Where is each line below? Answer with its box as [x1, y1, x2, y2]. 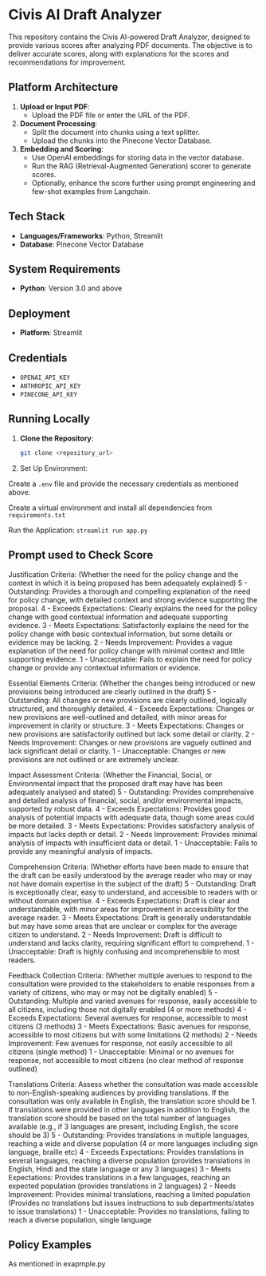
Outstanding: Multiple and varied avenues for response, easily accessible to [8, 996, 257, 1005]
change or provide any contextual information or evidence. [8, 662, 201, 672]
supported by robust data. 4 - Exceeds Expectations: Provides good [8, 804, 232, 813]
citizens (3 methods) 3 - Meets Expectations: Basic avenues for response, [8, 1021, 251, 1031]
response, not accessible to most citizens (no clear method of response [8, 1055, 244, 1065]
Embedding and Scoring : [19, 144, 104, 153]
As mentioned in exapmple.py [8, 1259, 106, 1269]
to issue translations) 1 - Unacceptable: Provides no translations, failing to [8, 1207, 250, 1216]
